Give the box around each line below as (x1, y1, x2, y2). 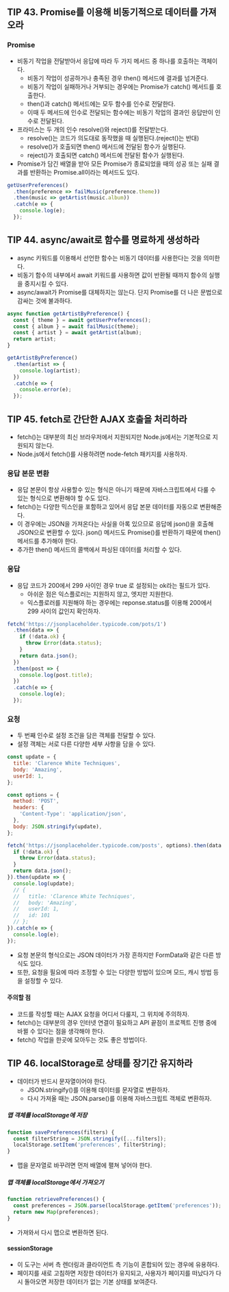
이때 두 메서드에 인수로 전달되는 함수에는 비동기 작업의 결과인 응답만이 (27, 108, 214, 116)
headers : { (13, 804, 44, 811)
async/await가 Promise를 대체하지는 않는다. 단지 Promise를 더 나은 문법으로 (16, 288, 223, 296)
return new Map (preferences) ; (13, 1208, 99, 1215)
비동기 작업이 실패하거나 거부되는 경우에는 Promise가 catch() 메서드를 (27, 82, 215, 90)
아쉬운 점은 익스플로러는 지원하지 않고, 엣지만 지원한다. (27, 590, 174, 598)
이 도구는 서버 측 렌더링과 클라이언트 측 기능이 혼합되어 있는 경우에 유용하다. (16, 1260, 220, 1269)
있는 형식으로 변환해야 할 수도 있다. (16, 494, 111, 502)
